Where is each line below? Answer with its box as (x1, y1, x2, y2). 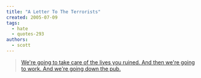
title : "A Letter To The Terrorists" (6, 8, 101, 15)
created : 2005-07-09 (6, 14, 58, 20)
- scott (11, 43, 31, 49)
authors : (6, 37, 28, 43)
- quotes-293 (11, 31, 45, 37)
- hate (11, 25, 28, 32)
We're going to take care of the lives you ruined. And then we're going (20, 58, 196, 66)
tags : (6, 20, 20, 26)
